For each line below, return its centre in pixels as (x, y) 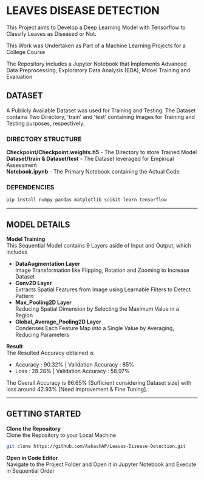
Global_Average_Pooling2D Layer (58, 322)
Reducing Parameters (42, 335)
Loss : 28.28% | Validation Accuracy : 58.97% (73, 371)
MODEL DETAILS (38, 224)
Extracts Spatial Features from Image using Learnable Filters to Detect (103, 289)
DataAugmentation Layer (48, 264)
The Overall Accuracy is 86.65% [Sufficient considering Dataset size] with (99, 383)
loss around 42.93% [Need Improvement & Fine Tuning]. (77, 390)
